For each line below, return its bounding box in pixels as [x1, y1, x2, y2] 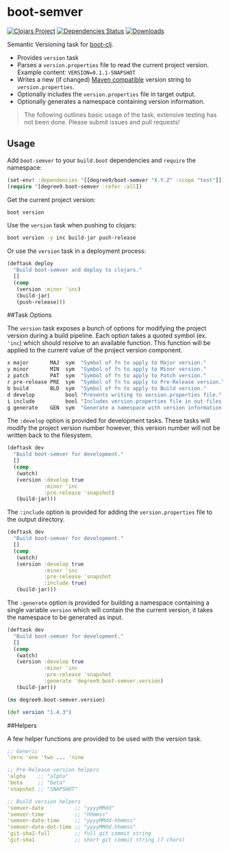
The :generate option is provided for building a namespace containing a [7, 599, 210, 607]
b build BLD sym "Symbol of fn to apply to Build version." [7, 385, 207, 392]
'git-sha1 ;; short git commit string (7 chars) [7, 836, 186, 843]
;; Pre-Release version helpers [7, 767, 99, 774]
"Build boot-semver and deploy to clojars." [13, 267, 142, 273]
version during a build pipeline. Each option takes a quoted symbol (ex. [7, 331, 207, 340]
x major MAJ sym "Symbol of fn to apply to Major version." [7, 359, 207, 366]
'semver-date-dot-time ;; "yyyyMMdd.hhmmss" [7, 824, 136, 831]
